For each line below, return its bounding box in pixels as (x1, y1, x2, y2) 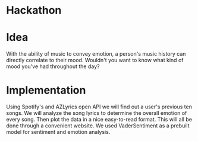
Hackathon (6, 4, 62, 17)
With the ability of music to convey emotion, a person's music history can (6, 50, 186, 57)
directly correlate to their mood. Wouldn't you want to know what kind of (6, 57, 184, 64)
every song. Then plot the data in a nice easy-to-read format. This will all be (6, 116, 192, 123)
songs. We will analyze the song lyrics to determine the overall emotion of (6, 110, 187, 117)
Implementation (6, 84, 86, 97)
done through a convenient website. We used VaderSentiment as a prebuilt (6, 122, 190, 129)
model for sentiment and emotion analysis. (6, 129, 111, 136)
